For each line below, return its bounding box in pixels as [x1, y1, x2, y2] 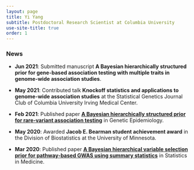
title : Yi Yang [6, 14, 44, 20]
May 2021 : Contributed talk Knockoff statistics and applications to [14, 87, 179, 94]
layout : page [6, 8, 38, 15]
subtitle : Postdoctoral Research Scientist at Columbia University [6, 19, 175, 25]
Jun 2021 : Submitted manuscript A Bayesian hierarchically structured [14, 63, 187, 70]
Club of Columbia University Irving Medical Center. [14, 99, 138, 106]
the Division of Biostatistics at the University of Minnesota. [14, 134, 157, 141]
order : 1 [6, 30, 28, 36]
